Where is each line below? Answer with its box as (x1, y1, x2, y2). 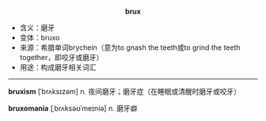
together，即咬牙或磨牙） (19, 53, 104, 62)
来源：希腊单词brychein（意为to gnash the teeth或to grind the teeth (19, 43, 241, 52)
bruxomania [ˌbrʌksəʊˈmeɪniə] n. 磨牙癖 (8, 104, 138, 113)
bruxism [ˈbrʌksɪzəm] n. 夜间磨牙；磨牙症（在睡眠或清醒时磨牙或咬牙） (8, 87, 241, 96)
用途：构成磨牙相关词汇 (19, 62, 97, 72)
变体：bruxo (19, 33, 60, 42)
